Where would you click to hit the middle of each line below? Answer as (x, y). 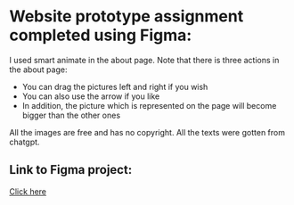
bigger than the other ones (71, 115)
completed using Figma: (101, 35)
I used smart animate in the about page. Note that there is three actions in (144, 60)
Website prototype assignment (127, 16)
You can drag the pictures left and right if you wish (115, 86)
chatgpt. (24, 142)
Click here (28, 191)
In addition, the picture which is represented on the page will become (149, 105)
